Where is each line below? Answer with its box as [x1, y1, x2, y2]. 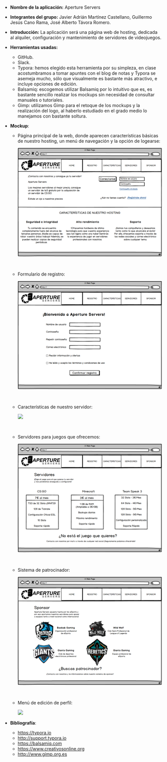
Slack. [17, 60, 31, 65]
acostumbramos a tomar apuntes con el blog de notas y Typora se [17, 70, 156, 76]
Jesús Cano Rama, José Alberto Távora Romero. [10, 20, 111, 25]
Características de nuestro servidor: [17, 404, 93, 410]
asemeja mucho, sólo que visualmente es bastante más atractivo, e [17, 76, 157, 81]
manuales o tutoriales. [17, 97, 64, 103]
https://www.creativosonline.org [17, 746, 85, 752]
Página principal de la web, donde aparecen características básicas [17, 133, 159, 138]
